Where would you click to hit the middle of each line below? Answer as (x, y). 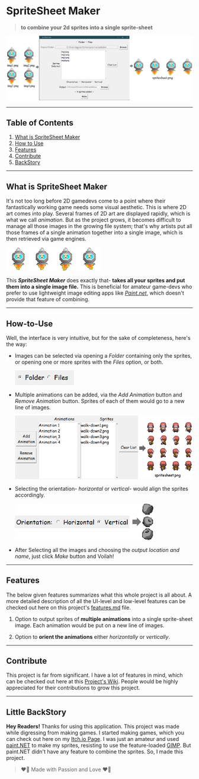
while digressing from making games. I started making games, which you (95, 733)
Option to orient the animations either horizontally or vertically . (92, 636)
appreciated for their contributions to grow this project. (73, 688)
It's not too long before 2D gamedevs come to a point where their (86, 201)
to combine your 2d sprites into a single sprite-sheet (86, 27)
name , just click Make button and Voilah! (64, 556)
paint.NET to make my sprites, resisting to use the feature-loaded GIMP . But (99, 745)
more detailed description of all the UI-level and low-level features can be (96, 601)
